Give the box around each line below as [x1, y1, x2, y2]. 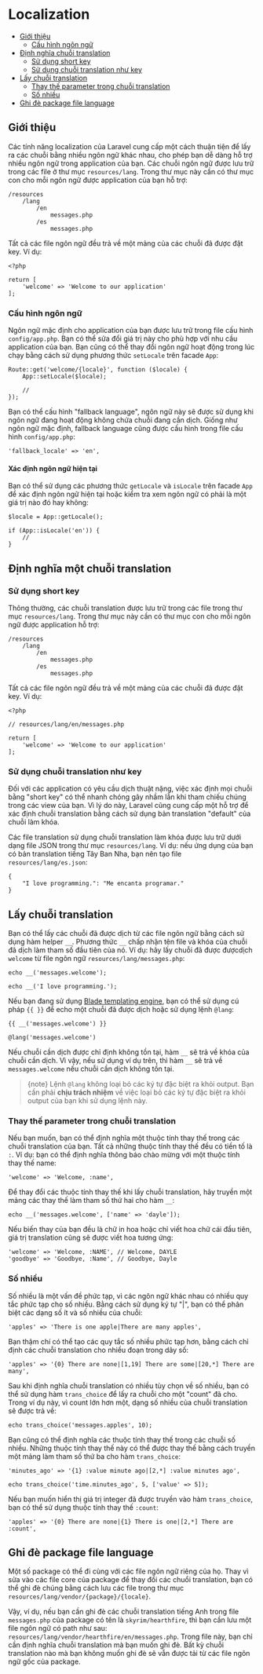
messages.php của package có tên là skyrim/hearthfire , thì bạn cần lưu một [8, 1615, 252, 1625]
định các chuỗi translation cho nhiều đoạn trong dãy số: [8, 1345, 189, 1354]
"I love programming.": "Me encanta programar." [22, 879, 184, 888]
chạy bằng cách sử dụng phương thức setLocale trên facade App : [8, 351, 219, 360]
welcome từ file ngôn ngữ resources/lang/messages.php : [8, 954, 185, 963]
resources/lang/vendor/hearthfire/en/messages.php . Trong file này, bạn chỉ [8, 1632, 253, 1642]
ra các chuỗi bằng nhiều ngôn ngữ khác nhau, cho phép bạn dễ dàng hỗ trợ [8, 150, 253, 159]
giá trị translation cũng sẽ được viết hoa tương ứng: [8, 1233, 174, 1242]
